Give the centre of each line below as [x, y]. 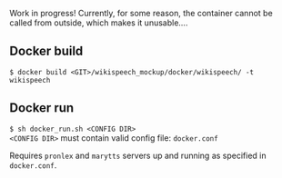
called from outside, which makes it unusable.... [99, 23]
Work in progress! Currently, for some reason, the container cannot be [141, 13]
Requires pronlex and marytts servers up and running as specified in [138, 155]
